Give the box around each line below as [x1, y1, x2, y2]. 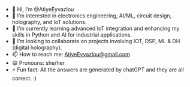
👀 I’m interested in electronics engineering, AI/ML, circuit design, [11, 12, 172, 19]
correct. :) [11, 75, 37, 82]
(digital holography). [11, 44, 62, 51]
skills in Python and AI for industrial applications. [11, 31, 132, 38]
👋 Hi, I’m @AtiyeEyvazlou [11, 6, 74, 13]
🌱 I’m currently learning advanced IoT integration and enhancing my [11, 25, 180, 32]
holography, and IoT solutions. [11, 19, 87, 25]
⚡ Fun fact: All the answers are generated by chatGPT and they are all [11, 66, 184, 73]
